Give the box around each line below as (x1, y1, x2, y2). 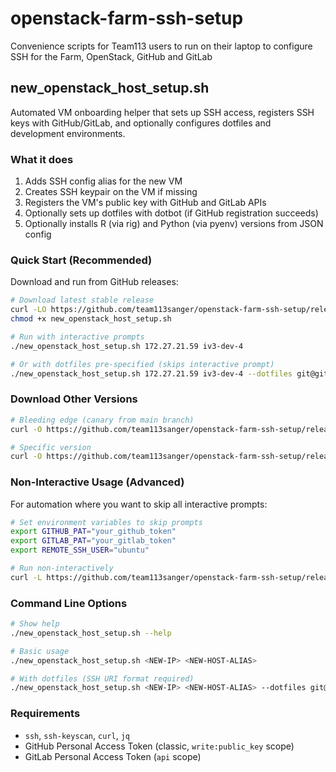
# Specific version (10, 442, 92, 452)
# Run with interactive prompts (10, 332, 145, 342)
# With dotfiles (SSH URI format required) (10, 673, 195, 684)
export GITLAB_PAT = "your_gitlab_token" (10, 536, 177, 546)
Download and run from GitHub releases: (10, 276, 179, 288)
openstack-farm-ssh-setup (10, 7, 244, 30)
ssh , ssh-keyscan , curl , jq (24, 729, 130, 741)
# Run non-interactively (10, 563, 114, 574)
